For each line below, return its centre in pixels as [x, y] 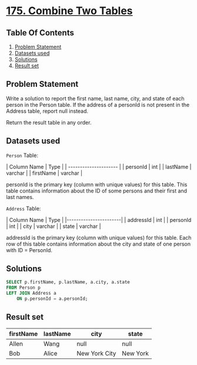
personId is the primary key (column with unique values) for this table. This [97, 184]
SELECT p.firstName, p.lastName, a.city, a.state [68, 282]
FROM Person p [24, 288]
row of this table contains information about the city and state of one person [98, 244]
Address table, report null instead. [47, 111]
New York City [96, 353]
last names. [20, 197]
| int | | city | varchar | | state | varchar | [54, 226]
